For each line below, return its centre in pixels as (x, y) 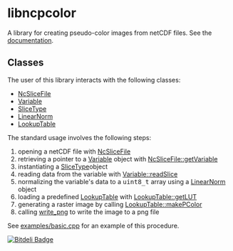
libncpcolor (42, 13)
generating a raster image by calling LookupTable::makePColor (110, 204)
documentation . (31, 40)
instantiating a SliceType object (63, 166)
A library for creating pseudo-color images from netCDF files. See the (110, 33)
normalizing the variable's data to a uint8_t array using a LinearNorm (121, 181)
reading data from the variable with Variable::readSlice (98, 174)
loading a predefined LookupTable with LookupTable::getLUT (107, 196)
